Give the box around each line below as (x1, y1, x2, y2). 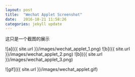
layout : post (5, 7, 33, 13)
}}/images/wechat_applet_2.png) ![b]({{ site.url (5, 51, 103, 57)
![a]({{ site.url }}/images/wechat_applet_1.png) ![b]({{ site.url (5, 46, 130, 52)
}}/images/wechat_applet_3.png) (5, 56, 73, 63)
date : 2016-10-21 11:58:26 (5, 17, 67, 22)
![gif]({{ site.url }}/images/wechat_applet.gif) (5, 66, 98, 72)
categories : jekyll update (5, 21, 62, 27)
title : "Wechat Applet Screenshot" (5, 12, 82, 17)
